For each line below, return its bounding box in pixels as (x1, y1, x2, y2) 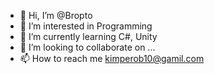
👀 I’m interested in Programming (19, 20, 153, 32)
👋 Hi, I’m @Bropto (19, 10, 93, 21)
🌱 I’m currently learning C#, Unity (19, 31, 158, 42)
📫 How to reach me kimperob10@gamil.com (19, 53, 205, 64)
